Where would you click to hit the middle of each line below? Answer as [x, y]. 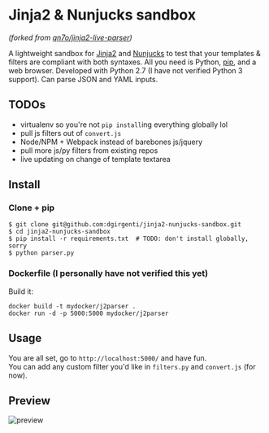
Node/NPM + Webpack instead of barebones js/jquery [111, 142]
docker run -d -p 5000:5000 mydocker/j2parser [89, 313]
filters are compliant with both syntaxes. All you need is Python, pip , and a [132, 62]
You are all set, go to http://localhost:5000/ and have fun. [108, 358]
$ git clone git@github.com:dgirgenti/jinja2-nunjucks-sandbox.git [125, 225]
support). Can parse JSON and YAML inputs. [83, 79]
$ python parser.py [41, 253]
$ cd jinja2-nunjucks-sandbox [60, 232]
